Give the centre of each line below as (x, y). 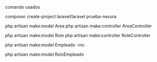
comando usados (23, 7)
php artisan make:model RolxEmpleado (45, 54)
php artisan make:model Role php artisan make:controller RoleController (78, 35)
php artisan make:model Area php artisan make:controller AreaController (78, 26)
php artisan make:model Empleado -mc (45, 45)
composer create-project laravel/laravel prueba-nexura (61, 16)
